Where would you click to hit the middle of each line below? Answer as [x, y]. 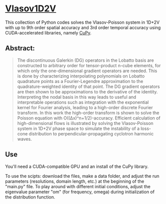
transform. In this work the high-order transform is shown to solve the [88, 113]
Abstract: [20, 48]
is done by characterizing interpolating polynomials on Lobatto [81, 76]
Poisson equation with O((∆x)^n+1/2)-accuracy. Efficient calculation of [89, 118]
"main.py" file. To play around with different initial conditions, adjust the [78, 186]
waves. [24, 139]
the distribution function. [30, 197]
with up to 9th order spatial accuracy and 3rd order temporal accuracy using [83, 27]
